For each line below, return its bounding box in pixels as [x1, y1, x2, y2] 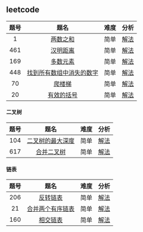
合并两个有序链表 [27, 205, 75, 213]
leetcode [6, 5, 40, 15]
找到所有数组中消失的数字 [27, 68, 99, 77]
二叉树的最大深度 [27, 137, 75, 145]
